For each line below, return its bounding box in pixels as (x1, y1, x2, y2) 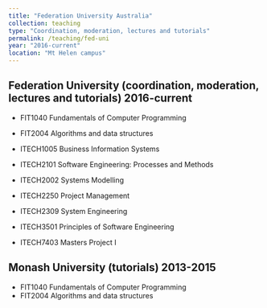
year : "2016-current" (8, 42, 81, 50)
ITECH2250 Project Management (19, 191, 130, 200)
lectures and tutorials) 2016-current (8, 92, 193, 105)
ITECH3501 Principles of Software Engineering (19, 222, 175, 232)
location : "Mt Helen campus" (8, 49, 106, 57)
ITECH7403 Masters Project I (19, 237, 117, 247)
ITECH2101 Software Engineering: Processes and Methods (19, 159, 215, 169)
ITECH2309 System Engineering (19, 206, 128, 216)
